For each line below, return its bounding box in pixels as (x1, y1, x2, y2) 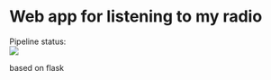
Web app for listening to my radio (9, 6, 263, 27)
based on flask (9, 62, 65, 73)
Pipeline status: (9, 36, 67, 47)
